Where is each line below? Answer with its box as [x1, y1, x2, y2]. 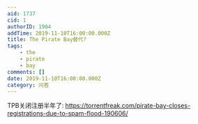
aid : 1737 [7, 10, 36, 17]
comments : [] [7, 68, 45, 75]
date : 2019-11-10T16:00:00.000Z [7, 75, 101, 82]
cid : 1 [7, 17, 26, 24]
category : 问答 [7, 82, 49, 88]
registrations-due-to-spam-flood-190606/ [7, 109, 128, 118]
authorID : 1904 [7, 23, 52, 30]
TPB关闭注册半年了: [7, 102, 64, 110]
